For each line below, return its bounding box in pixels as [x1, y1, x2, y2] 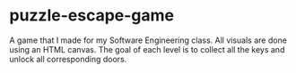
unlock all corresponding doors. [9, 53, 127, 64]
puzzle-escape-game [9, 5, 175, 26]
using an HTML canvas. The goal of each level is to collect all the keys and [9, 44, 285, 54]
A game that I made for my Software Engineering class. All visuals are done [9, 35, 287, 45]
